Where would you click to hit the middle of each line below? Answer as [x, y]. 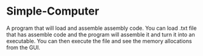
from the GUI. [23, 47]
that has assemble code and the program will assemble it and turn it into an [101, 34]
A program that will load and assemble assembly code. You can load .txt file [101, 28]
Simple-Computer [53, 11]
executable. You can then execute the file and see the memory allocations [99, 41]
